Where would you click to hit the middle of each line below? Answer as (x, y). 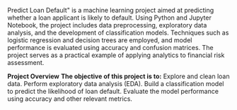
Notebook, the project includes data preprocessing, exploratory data (107, 25)
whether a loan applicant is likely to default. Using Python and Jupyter (110, 18)
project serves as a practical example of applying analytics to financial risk (116, 55)
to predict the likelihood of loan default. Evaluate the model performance (113, 91)
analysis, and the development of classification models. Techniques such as (118, 32)
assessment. (26, 62)
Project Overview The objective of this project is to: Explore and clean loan (118, 76)
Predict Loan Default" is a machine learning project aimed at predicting (111, 10)
